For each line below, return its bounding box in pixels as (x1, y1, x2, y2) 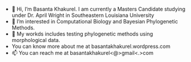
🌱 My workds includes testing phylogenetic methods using (11, 30, 154, 37)
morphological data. (11, 37, 60, 43)
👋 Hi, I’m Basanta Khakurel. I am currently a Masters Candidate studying (11, 6, 186, 12)
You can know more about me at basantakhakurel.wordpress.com (11, 43, 171, 50)
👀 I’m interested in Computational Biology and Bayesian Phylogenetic (11, 18, 178, 25)
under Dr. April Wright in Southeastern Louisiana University (11, 12, 154, 19)
